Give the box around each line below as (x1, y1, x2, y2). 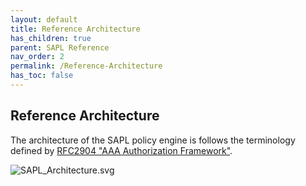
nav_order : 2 (10, 52, 65, 62)
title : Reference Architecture (10, 24, 141, 34)
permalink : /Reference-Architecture (10, 61, 163, 71)
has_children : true (10, 33, 92, 43)
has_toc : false (10, 71, 74, 81)
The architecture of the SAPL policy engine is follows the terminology (10, 134, 296, 146)
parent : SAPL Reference (10, 42, 110, 53)
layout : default (10, 14, 78, 25)
